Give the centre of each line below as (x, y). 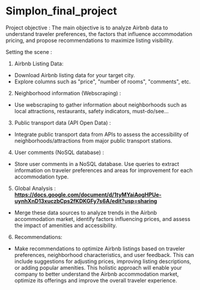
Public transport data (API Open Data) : (63, 123)
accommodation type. (41, 176)
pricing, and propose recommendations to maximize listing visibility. (89, 40)
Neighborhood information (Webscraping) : (68, 93)
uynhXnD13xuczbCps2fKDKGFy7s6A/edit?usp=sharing (86, 201)
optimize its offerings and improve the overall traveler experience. (96, 280)
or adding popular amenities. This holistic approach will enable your (98, 267)
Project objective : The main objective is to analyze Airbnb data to (87, 28)
